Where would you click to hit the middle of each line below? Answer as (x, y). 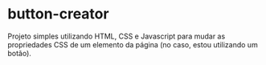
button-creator (58, 14)
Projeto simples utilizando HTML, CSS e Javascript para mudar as (117, 36)
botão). (19, 53)
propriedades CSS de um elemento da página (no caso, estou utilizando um (133, 44)
